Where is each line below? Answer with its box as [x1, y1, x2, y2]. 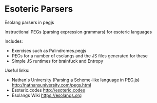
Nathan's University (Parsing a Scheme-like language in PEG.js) [11, 77, 140, 83]
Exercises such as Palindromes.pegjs [11, 48, 86, 53]
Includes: [4, 38, 23, 44]
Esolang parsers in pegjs [4, 19, 54, 25]
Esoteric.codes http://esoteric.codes [11, 87, 85, 93]
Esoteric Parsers [4, 3, 73, 15]
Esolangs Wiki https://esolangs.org [11, 92, 82, 98]
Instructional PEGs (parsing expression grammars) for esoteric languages [4, 29, 152, 34]
